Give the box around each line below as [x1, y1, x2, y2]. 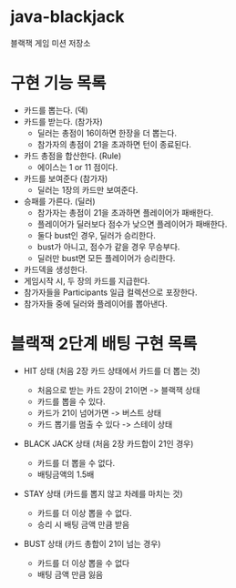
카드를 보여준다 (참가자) [23, 173, 108, 184]
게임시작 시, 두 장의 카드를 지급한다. [23, 275, 150, 286]
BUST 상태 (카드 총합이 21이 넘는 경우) [23, 538, 161, 549]
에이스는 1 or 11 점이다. [36, 161, 118, 172]
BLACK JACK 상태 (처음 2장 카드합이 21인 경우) [23, 438, 194, 449]
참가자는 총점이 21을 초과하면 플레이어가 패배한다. [36, 207, 214, 218]
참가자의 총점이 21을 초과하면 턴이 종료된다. [36, 138, 192, 149]
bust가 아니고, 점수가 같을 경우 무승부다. [36, 241, 180, 252]
